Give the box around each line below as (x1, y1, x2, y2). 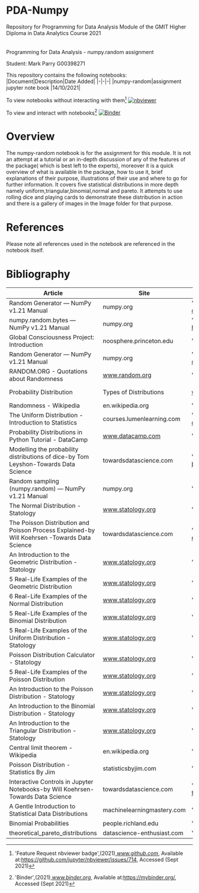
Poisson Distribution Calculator (9, 651, 95, 659)
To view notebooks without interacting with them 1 (6, 96, 127, 104)
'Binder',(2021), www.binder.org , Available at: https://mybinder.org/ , (14, 874, 176, 881)
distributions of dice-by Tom (9, 452, 89, 461)
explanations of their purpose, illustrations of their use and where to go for (6, 175, 188, 182)
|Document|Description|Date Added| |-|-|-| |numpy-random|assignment (6, 78, 182, 85)
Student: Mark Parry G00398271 (6, 60, 85, 67)
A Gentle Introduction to (9, 802, 76, 810)
